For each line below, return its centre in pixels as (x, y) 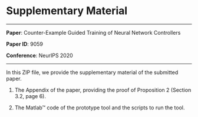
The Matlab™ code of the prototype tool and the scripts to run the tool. (100, 108)
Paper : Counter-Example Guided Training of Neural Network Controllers (93, 32)
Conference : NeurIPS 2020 (40, 55)
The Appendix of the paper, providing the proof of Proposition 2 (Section (103, 90)
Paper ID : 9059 (24, 44)
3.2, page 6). (30, 96)
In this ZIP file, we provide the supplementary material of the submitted (92, 72)
